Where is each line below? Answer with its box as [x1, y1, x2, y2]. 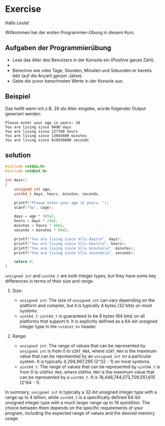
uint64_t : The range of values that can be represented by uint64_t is [19, 364, 160, 370]
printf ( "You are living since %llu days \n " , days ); [14, 237, 122, 241]
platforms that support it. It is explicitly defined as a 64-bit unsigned [19, 318, 158, 325]
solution [5, 151, 31, 159]
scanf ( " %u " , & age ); [14, 205, 54, 210]
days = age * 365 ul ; [14, 214, 56, 219]
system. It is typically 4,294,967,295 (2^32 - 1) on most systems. [19, 359, 151, 365]
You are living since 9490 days [5, 125, 71, 130]
